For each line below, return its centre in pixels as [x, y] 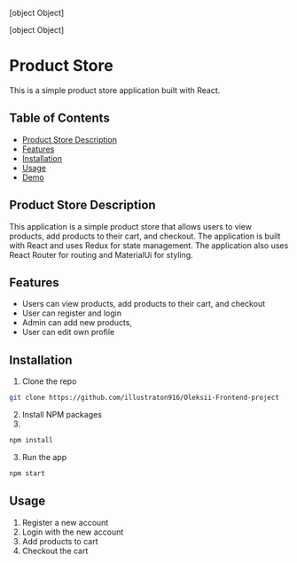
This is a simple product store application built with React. [115, 90]
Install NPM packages [62, 415]
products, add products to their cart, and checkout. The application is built [145, 236]
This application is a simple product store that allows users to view [131, 226]
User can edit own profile [68, 332]
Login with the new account [73, 532]
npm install [31, 441]
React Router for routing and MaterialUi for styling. [101, 254]
